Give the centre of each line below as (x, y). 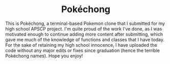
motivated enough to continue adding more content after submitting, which (84, 34)
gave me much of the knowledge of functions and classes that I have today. (85, 40)
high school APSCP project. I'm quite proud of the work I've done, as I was (84, 28)
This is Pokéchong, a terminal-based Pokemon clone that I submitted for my (85, 23)
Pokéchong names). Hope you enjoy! (44, 56)
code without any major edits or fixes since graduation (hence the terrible (82, 50)
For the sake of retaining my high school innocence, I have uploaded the (81, 45)
